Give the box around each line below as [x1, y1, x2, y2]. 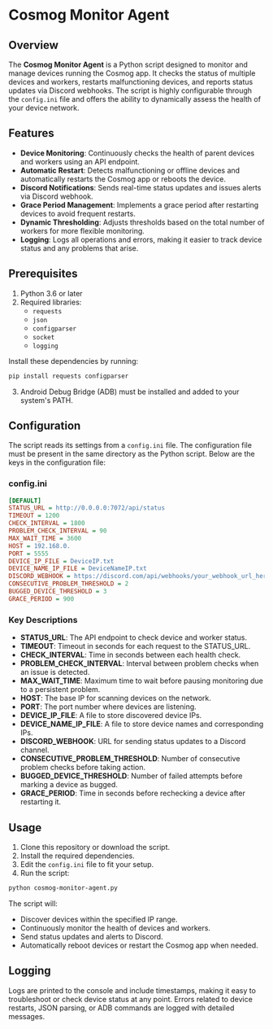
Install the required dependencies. [19, 851, 136, 860]
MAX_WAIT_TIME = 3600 [8, 534, 82, 542]
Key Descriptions [8, 614, 78, 625]
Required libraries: [19, 297, 82, 307]
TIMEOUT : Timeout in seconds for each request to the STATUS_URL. [19, 641, 251, 651]
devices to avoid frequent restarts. [19, 208, 136, 218]
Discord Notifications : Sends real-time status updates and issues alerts [19, 182, 262, 192]
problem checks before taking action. [19, 763, 146, 773]
